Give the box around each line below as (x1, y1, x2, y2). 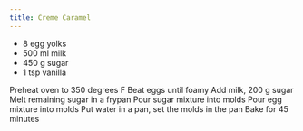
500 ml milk (22, 47, 67, 59)
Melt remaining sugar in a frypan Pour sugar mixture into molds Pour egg (9, 94, 283, 105)
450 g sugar (22, 57, 69, 68)
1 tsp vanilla (22, 67, 66, 78)
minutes (9, 113, 40, 124)
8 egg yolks (22, 38, 67, 49)
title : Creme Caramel (9, 13, 92, 23)
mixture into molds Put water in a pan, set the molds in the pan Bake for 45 (9, 103, 288, 114)
